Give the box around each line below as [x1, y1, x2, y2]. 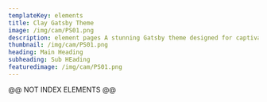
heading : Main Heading [8, 48, 83, 56]
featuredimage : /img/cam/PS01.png [8, 63, 123, 71]
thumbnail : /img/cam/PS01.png [8, 41, 109, 49]
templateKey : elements [8, 11, 83, 20]
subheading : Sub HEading [8, 56, 91, 64]
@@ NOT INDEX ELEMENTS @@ [8, 85, 117, 94]
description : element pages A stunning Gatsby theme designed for [8, 33, 233, 42]
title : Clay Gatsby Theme [8, 19, 94, 27]
